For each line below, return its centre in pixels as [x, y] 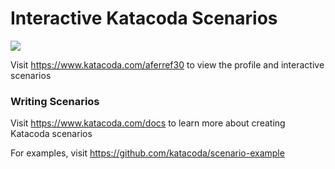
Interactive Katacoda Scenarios [144, 18]
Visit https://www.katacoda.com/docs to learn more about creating [148, 123]
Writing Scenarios [55, 101]
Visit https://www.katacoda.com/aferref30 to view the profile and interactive [167, 64]
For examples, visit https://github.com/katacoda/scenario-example [147, 153]
